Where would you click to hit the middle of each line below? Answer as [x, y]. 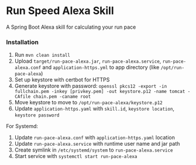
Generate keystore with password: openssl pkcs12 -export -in [91, 86]
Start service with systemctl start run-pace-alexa [76, 156]
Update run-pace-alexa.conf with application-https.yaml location [95, 137]
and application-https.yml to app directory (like [101, 67]
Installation [23, 42]
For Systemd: [22, 126]
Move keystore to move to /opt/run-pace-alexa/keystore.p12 [88, 102]
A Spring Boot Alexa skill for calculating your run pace [71, 27]
